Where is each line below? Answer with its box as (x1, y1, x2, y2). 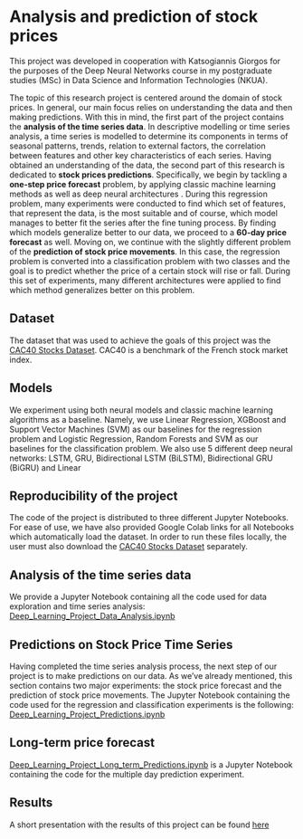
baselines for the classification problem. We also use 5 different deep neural (9, 443, 294, 453)
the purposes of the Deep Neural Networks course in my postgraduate (9, 65, 273, 76)
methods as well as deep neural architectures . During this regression (9, 188, 269, 199)
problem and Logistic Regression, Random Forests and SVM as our (9, 433, 259, 444)
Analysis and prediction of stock (9, 6, 259, 27)
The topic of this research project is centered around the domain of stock (9, 92, 283, 103)
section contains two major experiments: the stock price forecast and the (9, 681, 282, 691)
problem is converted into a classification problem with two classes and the (9, 255, 291, 266)
